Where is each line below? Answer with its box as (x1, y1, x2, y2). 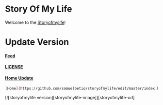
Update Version (5, 36, 69, 48)
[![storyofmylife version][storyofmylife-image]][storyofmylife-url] (5, 95, 135, 101)
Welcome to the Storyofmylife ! (5, 19, 66, 25)
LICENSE (5, 64, 23, 70)
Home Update (5, 75, 33, 81)
